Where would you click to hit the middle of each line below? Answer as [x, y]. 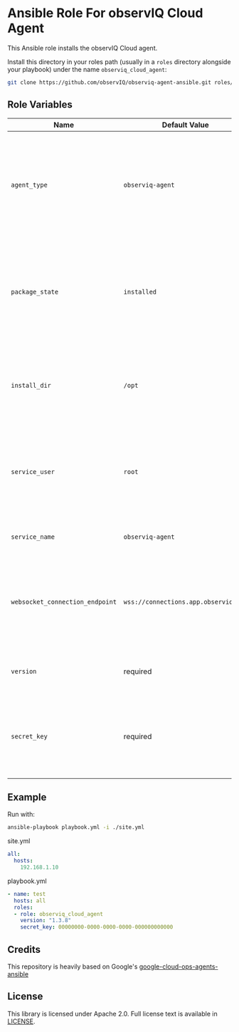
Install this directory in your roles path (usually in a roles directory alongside [119, 61]
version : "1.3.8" [46, 921]
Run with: [21, 815]
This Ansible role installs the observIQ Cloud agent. [83, 48]
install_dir [31, 385]
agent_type [29, 185]
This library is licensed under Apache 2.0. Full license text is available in [113, 1013]
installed [140, 291]
